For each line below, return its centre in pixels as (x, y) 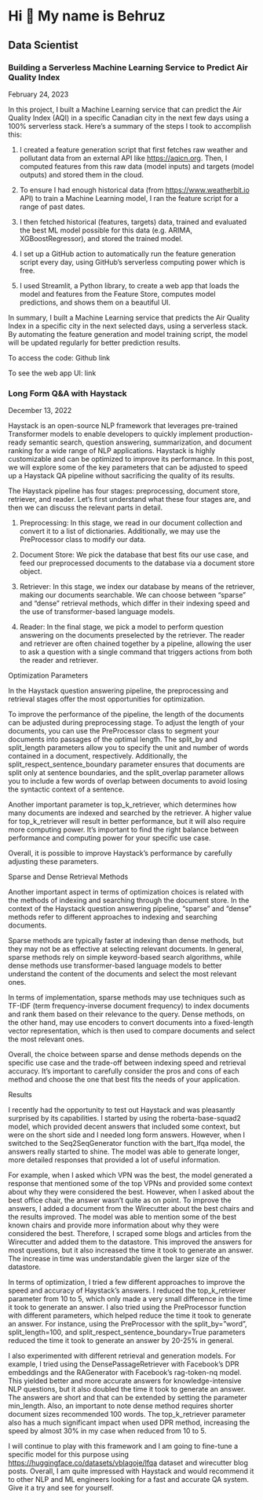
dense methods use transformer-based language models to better (115, 966)
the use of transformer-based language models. (97, 612)
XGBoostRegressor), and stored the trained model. (101, 238)
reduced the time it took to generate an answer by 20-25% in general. (121, 1341)
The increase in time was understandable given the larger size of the (119, 1259)
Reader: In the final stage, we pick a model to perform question (121, 627)
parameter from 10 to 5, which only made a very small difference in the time (130, 1299)
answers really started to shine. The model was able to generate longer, (124, 1152)
